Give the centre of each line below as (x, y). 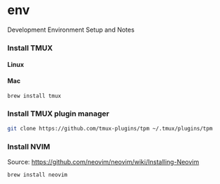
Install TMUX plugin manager (58, 114)
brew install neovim (38, 175)
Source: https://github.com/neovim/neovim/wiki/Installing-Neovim (103, 162)
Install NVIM (29, 147)
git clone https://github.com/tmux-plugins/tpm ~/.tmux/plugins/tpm (110, 128)
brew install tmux (34, 96)
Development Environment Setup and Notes (71, 30)
